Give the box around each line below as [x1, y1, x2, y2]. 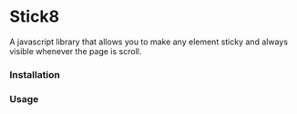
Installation [9, 68, 61, 81]
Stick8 [9, 6, 60, 27]
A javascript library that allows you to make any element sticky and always [9, 36, 289, 47]
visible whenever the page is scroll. [9, 45, 142, 56]
